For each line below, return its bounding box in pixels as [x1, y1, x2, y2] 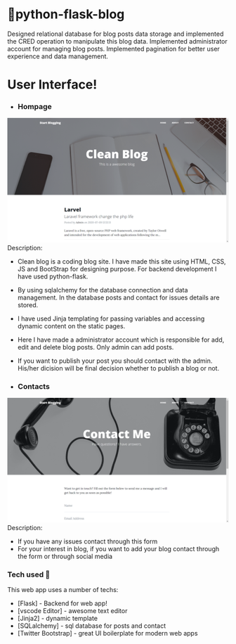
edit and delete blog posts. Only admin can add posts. [17, 342, 174, 351]
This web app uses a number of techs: [7, 586, 119, 594]
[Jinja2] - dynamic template [17, 614, 98, 623]
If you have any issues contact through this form [17, 537, 158, 546]
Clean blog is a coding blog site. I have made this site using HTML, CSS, [17, 257, 226, 266]
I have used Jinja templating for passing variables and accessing [17, 314, 205, 323]
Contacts [17, 381, 51, 391]
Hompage [17, 102, 53, 112]
